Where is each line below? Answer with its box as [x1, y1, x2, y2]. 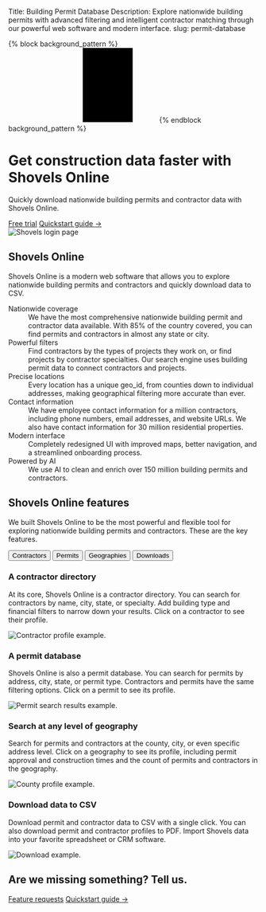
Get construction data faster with [8, 151, 232, 170]
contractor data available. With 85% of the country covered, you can [28, 320, 253, 330]
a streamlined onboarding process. [28, 448, 143, 457]
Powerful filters [8, 338, 59, 347]
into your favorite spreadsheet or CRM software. [8, 834, 167, 844]
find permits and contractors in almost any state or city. [28, 329, 210, 339]
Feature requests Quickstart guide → [8, 894, 129, 903]
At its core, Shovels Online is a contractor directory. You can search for [8, 589, 241, 599]
